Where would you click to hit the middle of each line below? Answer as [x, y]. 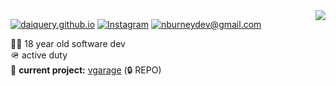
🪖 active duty [39, 55]
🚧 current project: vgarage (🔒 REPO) [86, 70]
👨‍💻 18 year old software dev [68, 43]
